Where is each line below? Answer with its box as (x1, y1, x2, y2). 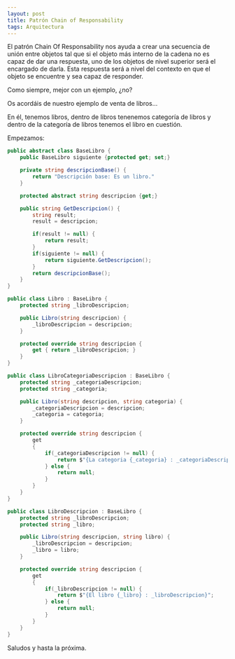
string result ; (32, 211, 77, 218)
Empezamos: (7, 134, 45, 142)
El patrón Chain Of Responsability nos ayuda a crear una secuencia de (7, 43, 211, 51)
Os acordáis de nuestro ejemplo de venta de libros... (7, 99, 158, 108)
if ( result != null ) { (32, 230, 96, 238)
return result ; (44, 237, 90, 244)
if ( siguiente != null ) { (32, 250, 105, 257)
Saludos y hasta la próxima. (7, 644, 87, 652)
